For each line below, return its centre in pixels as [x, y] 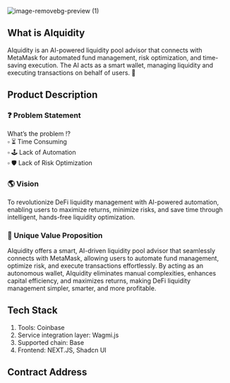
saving [17, 65]
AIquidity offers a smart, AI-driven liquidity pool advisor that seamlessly [111, 251]
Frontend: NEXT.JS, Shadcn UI [62, 350]
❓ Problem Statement [44, 115]
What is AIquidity [46, 33]
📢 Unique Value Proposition [55, 235]
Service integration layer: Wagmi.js [68, 335]
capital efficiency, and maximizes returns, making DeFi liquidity [99, 281]
